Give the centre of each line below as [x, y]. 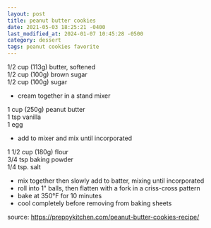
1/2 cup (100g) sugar [37, 82]
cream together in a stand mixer [64, 96]
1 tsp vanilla [24, 117]
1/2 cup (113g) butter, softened [52, 67]
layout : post [26, 14]
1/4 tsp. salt [24, 167]
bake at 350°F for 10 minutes [60, 196]
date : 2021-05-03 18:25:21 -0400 [56, 27]
